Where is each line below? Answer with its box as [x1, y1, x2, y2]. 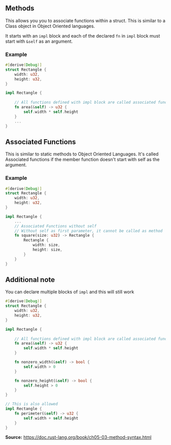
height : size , [32, 247, 63, 252]
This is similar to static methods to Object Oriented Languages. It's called [5, 151, 159, 157]
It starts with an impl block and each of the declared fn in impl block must [5, 33, 160, 39]
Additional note [5, 275, 55, 284]
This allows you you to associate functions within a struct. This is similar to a [5, 17, 165, 23]
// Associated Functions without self [14, 224, 97, 229]
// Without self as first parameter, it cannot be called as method [14, 228, 163, 233]
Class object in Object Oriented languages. [5, 23, 95, 29]
